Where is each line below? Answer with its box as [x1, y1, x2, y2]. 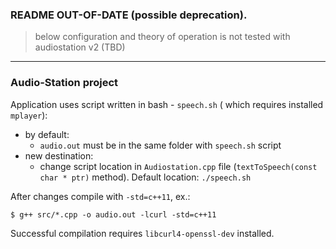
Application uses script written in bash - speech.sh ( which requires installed [10, 98, 324, 110]
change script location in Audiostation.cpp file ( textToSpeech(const [39, 160, 318, 172]
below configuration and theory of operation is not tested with [34, 31, 291, 43]
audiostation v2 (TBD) [34, 41, 126, 53]
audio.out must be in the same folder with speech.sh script [39, 139, 282, 151]
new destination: [24, 149, 94, 162]
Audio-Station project [10, 76, 119, 90]
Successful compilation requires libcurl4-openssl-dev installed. [10, 227, 275, 239]
